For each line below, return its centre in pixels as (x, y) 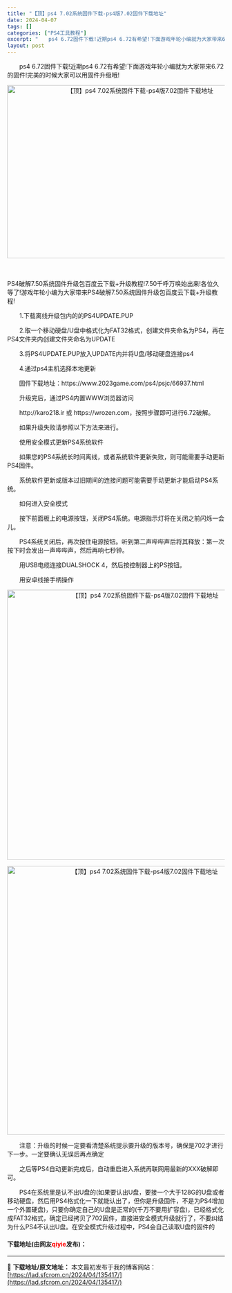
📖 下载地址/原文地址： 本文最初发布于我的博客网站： (82, 1267)
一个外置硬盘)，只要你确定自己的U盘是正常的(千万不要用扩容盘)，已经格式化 (116, 1210)
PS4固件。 (22, 465)
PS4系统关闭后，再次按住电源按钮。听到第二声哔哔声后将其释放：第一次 (122, 542)
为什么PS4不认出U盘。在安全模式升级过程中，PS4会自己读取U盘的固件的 (111, 1227)
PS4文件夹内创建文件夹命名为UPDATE (61, 339)
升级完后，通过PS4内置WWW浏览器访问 (77, 398)
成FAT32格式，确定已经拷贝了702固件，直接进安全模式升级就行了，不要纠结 (115, 1218)
